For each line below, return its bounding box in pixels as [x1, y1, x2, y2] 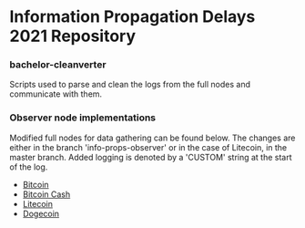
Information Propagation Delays [9, 6, 256, 27]
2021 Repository [9, 26, 137, 47]
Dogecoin [22, 208, 60, 219]
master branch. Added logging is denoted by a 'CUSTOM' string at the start [9, 151, 293, 162]
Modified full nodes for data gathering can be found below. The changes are [9, 132, 296, 143]
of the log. [9, 161, 48, 172]
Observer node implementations [9, 111, 157, 124]
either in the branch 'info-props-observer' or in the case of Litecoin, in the [9, 141, 288, 152]
